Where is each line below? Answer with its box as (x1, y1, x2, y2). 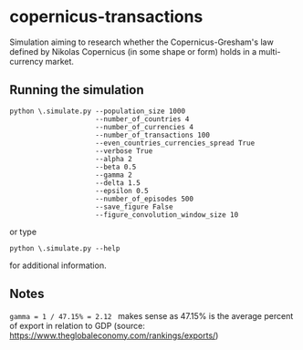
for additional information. (9, 260, 107, 271)
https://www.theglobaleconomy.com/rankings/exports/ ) (9, 330, 219, 341)
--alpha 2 (95, 154, 132, 163)
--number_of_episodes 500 (95, 194, 194, 203)
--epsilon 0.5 (95, 186, 149, 195)
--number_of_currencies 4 (95, 122, 194, 131)
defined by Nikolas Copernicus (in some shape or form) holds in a (9, 46, 257, 57)
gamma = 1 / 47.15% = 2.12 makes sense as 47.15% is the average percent (9, 310, 294, 321)
